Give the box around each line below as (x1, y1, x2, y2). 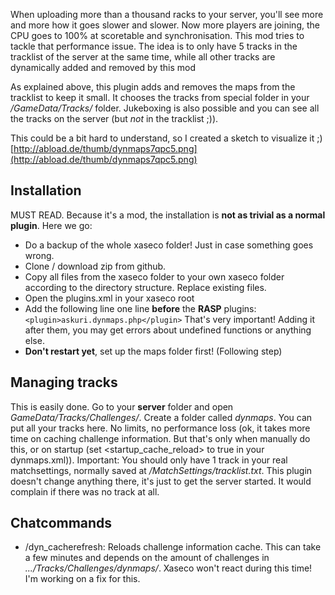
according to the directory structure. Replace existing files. (24, 281, 267, 293)
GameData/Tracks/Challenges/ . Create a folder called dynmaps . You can (10, 411, 313, 423)
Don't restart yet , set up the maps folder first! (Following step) (24, 345, 283, 357)
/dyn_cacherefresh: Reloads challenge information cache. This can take (24, 541, 322, 553)
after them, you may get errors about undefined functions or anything (24, 324, 312, 336)
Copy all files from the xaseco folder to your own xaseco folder (24, 270, 285, 283)
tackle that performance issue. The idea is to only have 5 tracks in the (10, 40, 298, 52)
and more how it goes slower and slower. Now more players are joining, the (10, 19, 320, 31)
